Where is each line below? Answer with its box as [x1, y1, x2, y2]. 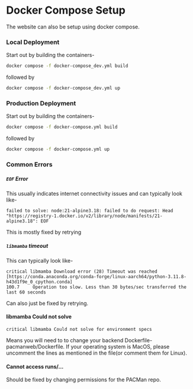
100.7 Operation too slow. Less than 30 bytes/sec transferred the [6, 284, 186, 290]
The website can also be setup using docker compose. [6, 23, 140, 30]
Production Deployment [6, 99, 76, 107]
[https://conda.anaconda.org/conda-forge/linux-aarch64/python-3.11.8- [6, 273, 186, 279]
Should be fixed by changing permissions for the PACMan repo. [6, 376, 161, 383]
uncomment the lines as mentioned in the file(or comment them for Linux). [6, 349, 188, 356]
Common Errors [6, 160, 53, 168]
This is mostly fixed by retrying [6, 228, 82, 235]
